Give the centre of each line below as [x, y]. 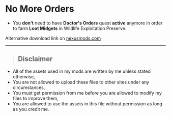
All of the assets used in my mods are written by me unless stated [82, 71]
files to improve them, [35, 98]
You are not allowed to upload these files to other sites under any [81, 82]
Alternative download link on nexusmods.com [53, 38]
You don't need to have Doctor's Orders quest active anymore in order [88, 23]
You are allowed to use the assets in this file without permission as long [88, 104]
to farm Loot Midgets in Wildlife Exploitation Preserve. [69, 28]
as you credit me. [31, 109]
